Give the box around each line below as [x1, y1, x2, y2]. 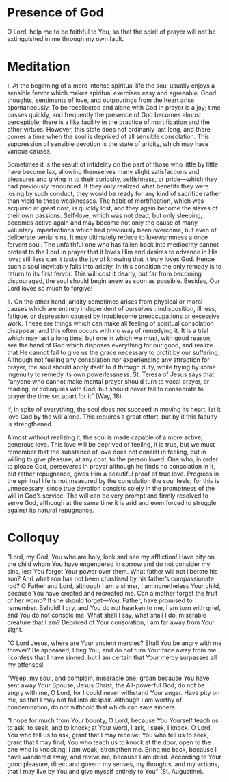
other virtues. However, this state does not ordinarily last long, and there [7, 125, 211, 133]
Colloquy [7, 530, 60, 546]
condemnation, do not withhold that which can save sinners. [7, 702, 177, 711]
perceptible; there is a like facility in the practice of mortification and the [7, 118, 211, 126]
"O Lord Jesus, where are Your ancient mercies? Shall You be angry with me [7, 639, 222, 647]
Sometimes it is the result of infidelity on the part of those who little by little [7, 160, 219, 169]
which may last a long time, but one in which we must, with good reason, [7, 334, 212, 342]
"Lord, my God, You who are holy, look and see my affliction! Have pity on [7, 552, 215, 561]
